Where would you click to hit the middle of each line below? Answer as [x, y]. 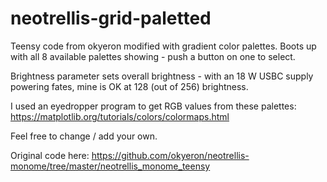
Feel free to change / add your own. [84, 136]
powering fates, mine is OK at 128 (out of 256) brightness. [129, 86]
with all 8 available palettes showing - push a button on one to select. [153, 56]
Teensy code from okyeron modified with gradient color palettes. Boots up [163, 46]
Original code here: [50, 155]
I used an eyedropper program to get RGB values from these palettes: [153, 106]
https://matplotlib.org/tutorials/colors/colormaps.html [120, 116]
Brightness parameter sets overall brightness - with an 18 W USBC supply [162, 76]
